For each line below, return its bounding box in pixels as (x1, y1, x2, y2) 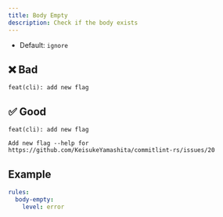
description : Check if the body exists (8, 19, 138, 27)
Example (8, 168, 52, 181)
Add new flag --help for (8, 139, 89, 147)
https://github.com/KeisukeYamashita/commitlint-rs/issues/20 (8, 146, 215, 154)
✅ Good (8, 105, 47, 118)
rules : (8, 188, 30, 196)
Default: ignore (19, 40, 69, 49)
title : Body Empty (8, 11, 68, 20)
